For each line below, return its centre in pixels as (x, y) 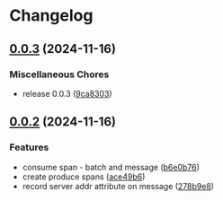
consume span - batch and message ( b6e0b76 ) (111, 167)
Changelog (51, 16)
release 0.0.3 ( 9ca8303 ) (67, 93)
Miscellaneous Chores (59, 74)
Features (29, 147)
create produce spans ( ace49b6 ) (84, 177)
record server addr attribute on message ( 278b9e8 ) (118, 186)
